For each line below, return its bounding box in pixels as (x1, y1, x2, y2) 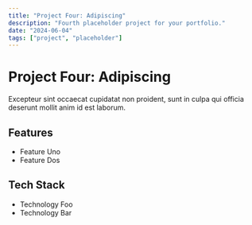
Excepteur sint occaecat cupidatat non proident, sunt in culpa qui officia (8, 95, 244, 104)
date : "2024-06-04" (8, 26, 73, 34)
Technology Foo (19, 200, 73, 209)
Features (8, 126, 53, 139)
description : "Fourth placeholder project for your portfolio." (8, 19, 226, 27)
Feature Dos (19, 156, 60, 165)
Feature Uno (19, 147, 61, 156)
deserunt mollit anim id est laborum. (8, 103, 126, 112)
